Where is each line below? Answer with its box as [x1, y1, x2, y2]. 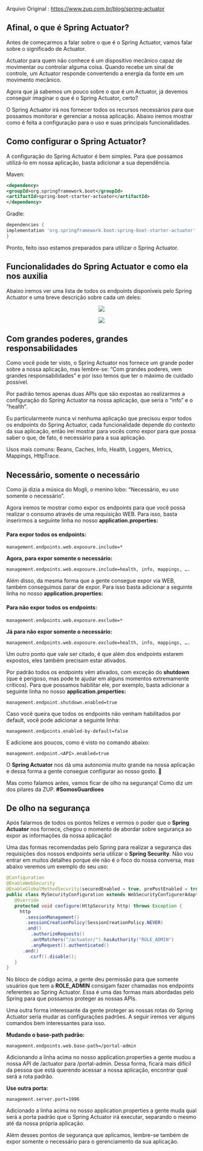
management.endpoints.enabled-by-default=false [6, 728, 129, 734]
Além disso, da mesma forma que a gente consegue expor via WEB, [6, 577, 176, 585]
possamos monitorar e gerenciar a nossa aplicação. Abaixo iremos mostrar [6, 112, 193, 120]
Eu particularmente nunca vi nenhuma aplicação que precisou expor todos [6, 415, 192, 422]
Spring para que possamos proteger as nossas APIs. [6, 995, 137, 1002]
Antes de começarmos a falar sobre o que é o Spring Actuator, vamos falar [6, 39, 193, 46]
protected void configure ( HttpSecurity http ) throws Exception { [14, 903, 182, 909]
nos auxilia [6, 271, 48, 281]
